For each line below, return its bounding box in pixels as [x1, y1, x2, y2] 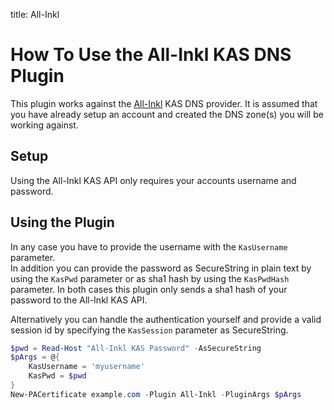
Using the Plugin [10, 214, 115, 231]
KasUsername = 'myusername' [28, 362, 145, 372]
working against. [10, 119, 79, 131]
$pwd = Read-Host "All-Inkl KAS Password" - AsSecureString [10, 343, 262, 353]
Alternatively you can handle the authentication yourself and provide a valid [10, 313, 322, 325]
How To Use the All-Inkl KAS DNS [10, 44, 292, 66]
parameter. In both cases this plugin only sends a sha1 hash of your [10, 283, 288, 295]
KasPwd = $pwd [28, 371, 87, 381]
